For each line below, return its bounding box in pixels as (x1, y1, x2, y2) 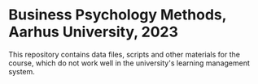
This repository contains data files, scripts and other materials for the (8, 49, 240, 59)
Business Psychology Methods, (8, 6, 227, 24)
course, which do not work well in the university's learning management (8, 58, 251, 68)
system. (8, 66, 35, 76)
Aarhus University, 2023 (8, 23, 179, 41)
